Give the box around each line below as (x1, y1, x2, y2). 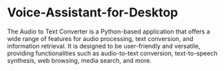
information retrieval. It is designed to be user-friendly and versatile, (7, 42, 201, 50)
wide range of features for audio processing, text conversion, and (7, 34, 194, 42)
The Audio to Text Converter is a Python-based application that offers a (7, 27, 210, 35)
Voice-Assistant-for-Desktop (7, 5, 179, 20)
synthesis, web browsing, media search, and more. (7, 56, 152, 64)
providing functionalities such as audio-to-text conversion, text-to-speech (7, 49, 218, 57)
